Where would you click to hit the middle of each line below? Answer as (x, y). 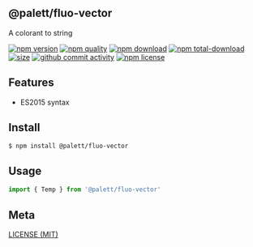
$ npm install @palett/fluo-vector (69, 146)
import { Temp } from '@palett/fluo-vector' (85, 190)
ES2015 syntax (45, 102)
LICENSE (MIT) (33, 234)
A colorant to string (41, 32)
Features (31, 83)
